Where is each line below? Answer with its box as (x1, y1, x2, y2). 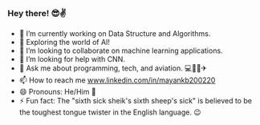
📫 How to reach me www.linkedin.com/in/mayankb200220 (18, 75, 216, 85)
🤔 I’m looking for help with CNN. (18, 54, 126, 64)
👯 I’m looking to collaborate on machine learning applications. (18, 46, 223, 55)
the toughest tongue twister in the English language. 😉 (18, 107, 201, 117)
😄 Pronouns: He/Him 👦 (18, 87, 97, 97)
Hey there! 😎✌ (7, 7, 67, 18)
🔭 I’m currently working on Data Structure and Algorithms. (18, 29, 211, 38)
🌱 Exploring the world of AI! (18, 38, 110, 47)
